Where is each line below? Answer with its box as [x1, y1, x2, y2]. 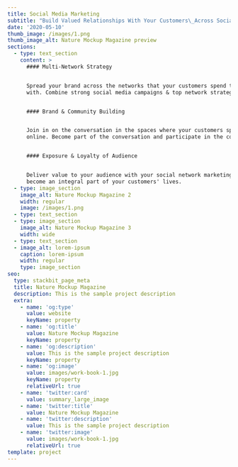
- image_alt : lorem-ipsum [13, 244, 91, 251]
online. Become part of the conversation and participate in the [25, 133, 223, 141]
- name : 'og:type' [20, 303, 74, 311]
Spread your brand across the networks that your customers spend [25, 82, 227, 89]
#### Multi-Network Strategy [25, 63, 113, 70]
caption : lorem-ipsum [20, 251, 84, 258]
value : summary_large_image [25, 395, 110, 403]
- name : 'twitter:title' [20, 402, 93, 410]
